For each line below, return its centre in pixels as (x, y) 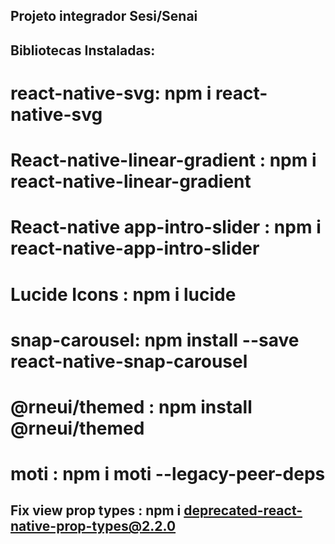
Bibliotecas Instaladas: (83, 50)
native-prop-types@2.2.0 (93, 526)
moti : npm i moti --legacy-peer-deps (168, 474)
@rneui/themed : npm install (131, 406)
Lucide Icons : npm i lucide (123, 294)
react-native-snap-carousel (129, 361)
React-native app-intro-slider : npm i (166, 227)
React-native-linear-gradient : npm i (163, 160)
